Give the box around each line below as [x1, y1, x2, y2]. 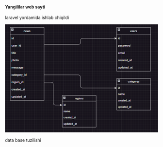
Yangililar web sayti [5, 4, 46, 10]
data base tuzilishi [5, 137, 41, 143]
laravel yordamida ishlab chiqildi [5, 15, 69, 20]
